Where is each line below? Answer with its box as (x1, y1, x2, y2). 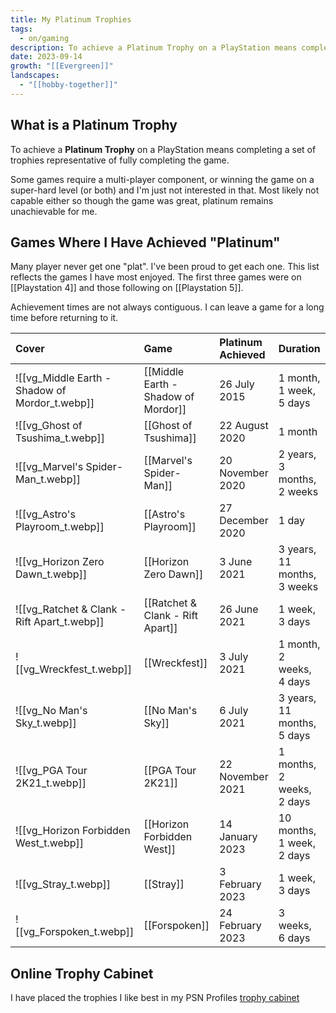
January (219, 830, 258, 844)
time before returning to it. (10, 312, 119, 324)
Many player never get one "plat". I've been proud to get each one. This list (10, 261, 320, 273)
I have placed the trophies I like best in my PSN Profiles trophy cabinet (10, 992, 300, 1004)
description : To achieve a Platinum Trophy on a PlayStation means (10, 42, 298, 53)
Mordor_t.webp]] (15, 396, 95, 410)
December (219, 514, 269, 528)
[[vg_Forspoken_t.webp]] (15, 925, 135, 939)
